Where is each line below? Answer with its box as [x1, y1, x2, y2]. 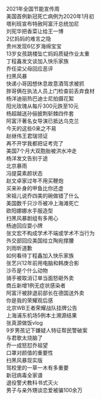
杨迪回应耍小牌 [6, 222, 43, 229]
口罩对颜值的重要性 [6, 349, 53, 356]
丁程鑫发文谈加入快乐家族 [6, 57, 69, 65]
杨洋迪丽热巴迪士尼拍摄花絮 [6, 95, 74, 102]
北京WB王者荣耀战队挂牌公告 [6, 304, 77, 311]
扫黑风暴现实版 [6, 357, 43, 364]
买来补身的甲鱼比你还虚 [6, 185, 64, 191]
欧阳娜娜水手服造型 [6, 207, 53, 214]
